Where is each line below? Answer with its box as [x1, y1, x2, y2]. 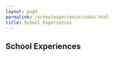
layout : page [5, 8, 38, 15]
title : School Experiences [5, 19, 72, 25]
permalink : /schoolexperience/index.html [5, 14, 110, 20]
